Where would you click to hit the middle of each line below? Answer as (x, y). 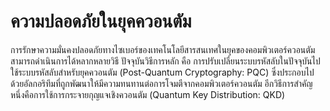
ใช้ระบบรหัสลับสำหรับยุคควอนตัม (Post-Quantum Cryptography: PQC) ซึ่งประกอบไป (162, 72)
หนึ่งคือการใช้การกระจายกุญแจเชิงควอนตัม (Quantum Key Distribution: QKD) (148, 94)
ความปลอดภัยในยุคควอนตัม (101, 21)
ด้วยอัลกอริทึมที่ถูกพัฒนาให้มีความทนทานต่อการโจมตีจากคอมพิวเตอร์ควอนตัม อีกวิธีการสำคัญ (161, 83)
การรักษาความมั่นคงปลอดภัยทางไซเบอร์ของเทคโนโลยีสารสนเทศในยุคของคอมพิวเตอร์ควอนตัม (163, 49)
